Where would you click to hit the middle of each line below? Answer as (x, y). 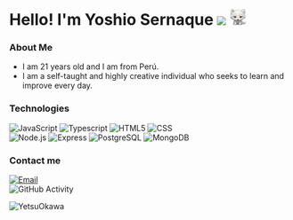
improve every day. (57, 86)
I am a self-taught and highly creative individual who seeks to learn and (153, 76)
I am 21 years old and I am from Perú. (90, 67)
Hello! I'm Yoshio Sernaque (111, 20)
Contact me (35, 161)
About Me (31, 48)
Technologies (39, 108)
